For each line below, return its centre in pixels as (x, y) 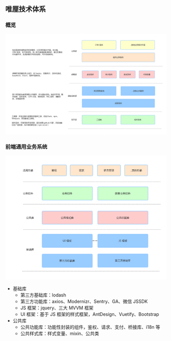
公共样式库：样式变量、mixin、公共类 (60, 334)
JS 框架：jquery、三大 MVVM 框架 (57, 308)
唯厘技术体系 (26, 9)
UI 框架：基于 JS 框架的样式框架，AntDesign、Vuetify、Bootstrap (90, 314)
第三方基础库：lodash (43, 295)
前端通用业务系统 (26, 147)
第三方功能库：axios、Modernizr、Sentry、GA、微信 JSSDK (84, 302)
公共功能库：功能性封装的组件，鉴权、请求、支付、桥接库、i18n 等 (90, 327)
